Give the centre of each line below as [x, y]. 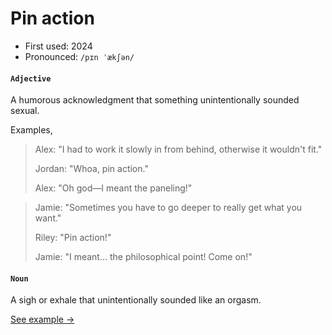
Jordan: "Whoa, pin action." [91, 169]
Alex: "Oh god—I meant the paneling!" [113, 188]
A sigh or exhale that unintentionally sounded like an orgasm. [136, 300]
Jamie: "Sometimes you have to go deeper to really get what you [168, 208]
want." [48, 218]
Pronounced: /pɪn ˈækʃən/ [79, 56]
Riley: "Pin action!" [73, 238]
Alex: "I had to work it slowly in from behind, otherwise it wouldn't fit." [178, 149]
